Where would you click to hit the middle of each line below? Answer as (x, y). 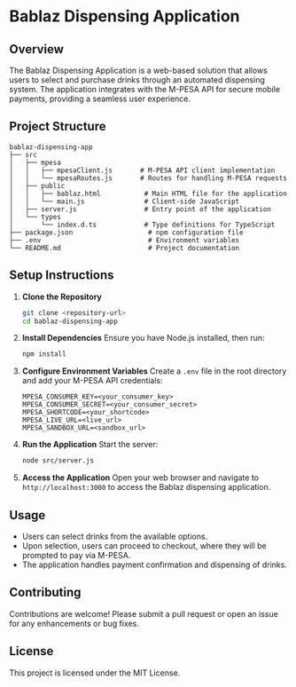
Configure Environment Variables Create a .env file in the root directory (154, 371)
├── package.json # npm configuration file (126, 233)
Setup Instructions (62, 276)
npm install (44, 354)
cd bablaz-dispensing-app (70, 321)
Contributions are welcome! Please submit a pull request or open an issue (144, 613)
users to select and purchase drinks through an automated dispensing (137, 80)
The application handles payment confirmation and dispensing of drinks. (155, 565)
